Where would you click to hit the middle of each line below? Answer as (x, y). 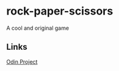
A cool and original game (38, 28)
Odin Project (22, 61)
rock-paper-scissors (60, 11)
